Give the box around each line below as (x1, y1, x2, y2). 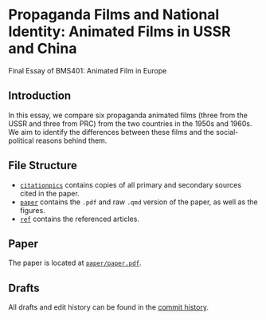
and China (8, 40, 77, 57)
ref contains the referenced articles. (19, 214, 139, 223)
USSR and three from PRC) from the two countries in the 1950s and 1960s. (8, 118, 252, 128)
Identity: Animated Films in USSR (8, 22, 231, 41)
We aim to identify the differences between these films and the (8, 127, 215, 136)
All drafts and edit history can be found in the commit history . (8, 302, 209, 312)
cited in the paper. (19, 188, 80, 198)
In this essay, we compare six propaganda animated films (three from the (8, 110, 248, 120)
